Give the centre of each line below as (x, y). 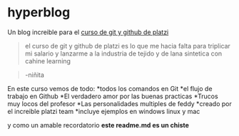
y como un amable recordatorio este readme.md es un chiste (98, 125)
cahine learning (48, 61)
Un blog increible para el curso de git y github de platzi (88, 32)
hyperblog (39, 12)
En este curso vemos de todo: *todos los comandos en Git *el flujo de (110, 88)
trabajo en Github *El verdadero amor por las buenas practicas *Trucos (113, 96)
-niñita (35, 75)
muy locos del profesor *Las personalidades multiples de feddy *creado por (119, 103)
